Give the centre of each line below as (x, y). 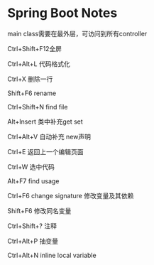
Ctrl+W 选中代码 (31, 167)
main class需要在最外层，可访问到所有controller (77, 33)
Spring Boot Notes (62, 13)
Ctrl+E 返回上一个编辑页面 (45, 151)
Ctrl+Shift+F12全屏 (35, 48)
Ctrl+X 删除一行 (30, 79)
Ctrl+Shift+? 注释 (32, 226)
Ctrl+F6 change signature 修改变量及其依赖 (71, 195)
